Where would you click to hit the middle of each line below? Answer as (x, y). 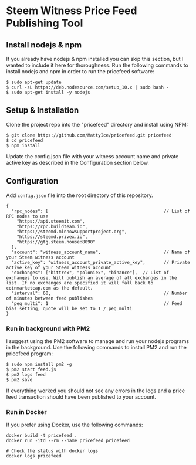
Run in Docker (26, 412)
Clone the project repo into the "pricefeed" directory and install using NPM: (97, 124)
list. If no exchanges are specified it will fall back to (80, 283)
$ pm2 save (19, 379)
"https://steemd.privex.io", (52, 237)
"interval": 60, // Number (99, 293)
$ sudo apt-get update (34, 82)
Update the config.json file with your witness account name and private (92, 156)
